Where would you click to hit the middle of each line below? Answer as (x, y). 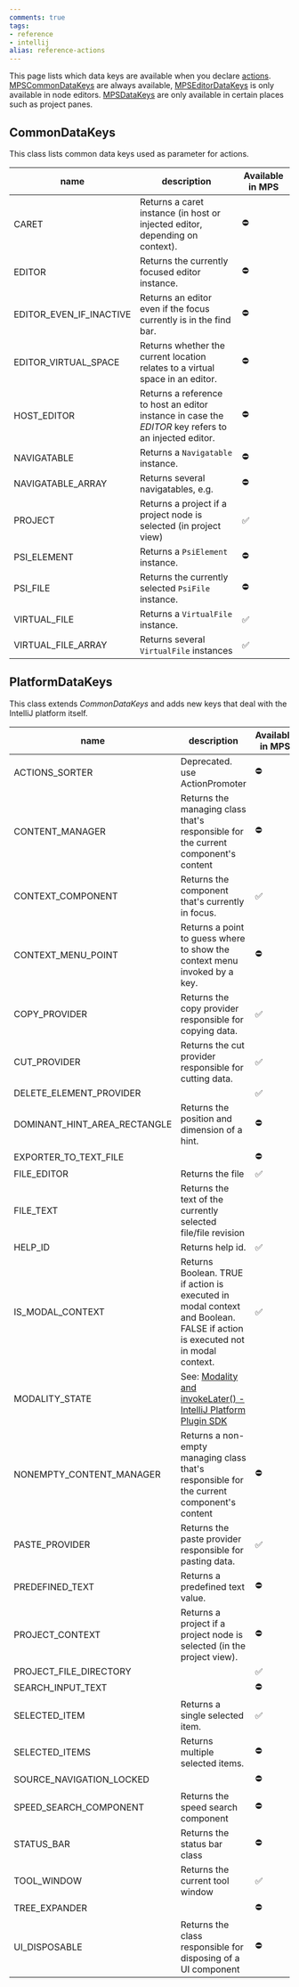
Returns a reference (181, 393)
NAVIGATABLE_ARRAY (61, 484)
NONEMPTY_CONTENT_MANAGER (87, 1474)
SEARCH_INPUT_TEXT (61, 1688)
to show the (205, 949)
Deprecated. (207, 761)
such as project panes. (51, 104)
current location (173, 356)
